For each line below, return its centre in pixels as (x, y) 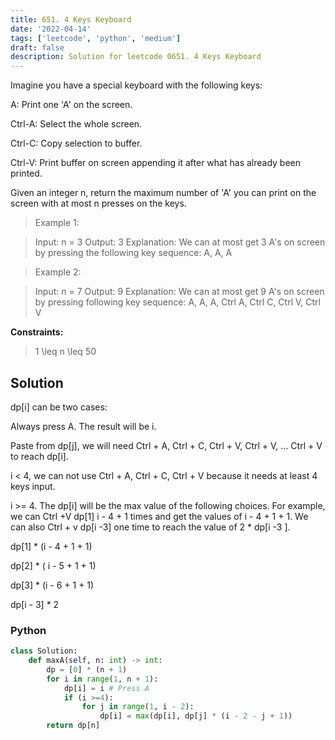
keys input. (33, 486)
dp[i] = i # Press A (106, 688)
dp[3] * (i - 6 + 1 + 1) (52, 585)
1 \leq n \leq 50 (65, 352)
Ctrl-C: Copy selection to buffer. (76, 143)
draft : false (37, 47)
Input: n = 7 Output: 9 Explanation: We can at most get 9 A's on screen (179, 292)
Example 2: (58, 272)
